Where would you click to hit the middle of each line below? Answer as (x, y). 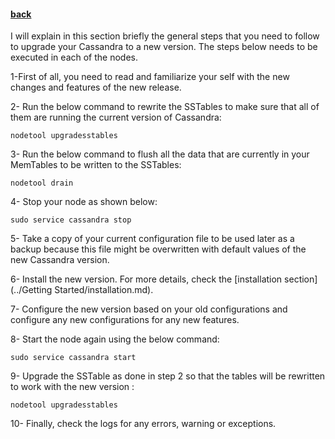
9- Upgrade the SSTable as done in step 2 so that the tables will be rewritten (168, 376)
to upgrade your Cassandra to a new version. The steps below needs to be (164, 47)
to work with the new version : (72, 387)
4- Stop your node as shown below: (84, 202)
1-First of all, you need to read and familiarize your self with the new (150, 77)
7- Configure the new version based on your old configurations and (149, 309)
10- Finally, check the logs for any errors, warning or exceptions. (143, 424)
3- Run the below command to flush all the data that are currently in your (160, 154)
